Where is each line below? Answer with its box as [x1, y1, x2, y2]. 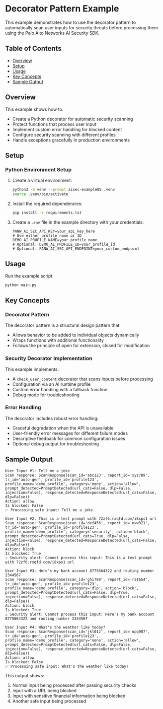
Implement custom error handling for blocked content [12, 126, 122, 132]
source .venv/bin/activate [12, 192, 69, 197]
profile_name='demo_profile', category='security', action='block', [5, 529, 150, 534]
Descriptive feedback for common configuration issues [12, 435, 126, 441]
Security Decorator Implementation [5, 355, 93, 362]
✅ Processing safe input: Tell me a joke [5, 507, 93, 512]
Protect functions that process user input [12, 121, 97, 127]
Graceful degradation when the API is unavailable [12, 425, 114, 431]
